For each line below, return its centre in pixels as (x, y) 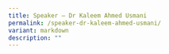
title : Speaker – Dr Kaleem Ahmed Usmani (78, 15)
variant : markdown (38, 30)
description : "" (35, 38)
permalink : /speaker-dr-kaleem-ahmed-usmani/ (84, 23)
